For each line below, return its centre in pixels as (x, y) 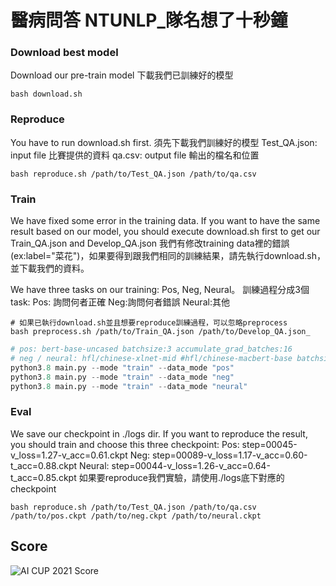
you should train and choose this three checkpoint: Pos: (125, 444)
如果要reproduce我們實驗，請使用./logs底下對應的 (181, 477)
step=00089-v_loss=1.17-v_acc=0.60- (229, 455)
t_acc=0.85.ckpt (43, 477)
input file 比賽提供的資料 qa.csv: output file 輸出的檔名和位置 (135, 155)
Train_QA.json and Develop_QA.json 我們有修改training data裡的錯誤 (150, 243)
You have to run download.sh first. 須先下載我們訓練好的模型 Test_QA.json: (164, 142)
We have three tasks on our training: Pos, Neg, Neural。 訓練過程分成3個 (160, 290)
